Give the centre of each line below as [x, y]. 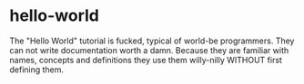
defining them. [37, 70]
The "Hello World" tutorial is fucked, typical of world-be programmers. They [152, 41]
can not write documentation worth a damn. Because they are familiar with [149, 50]
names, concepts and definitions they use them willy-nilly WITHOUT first [146, 60]
